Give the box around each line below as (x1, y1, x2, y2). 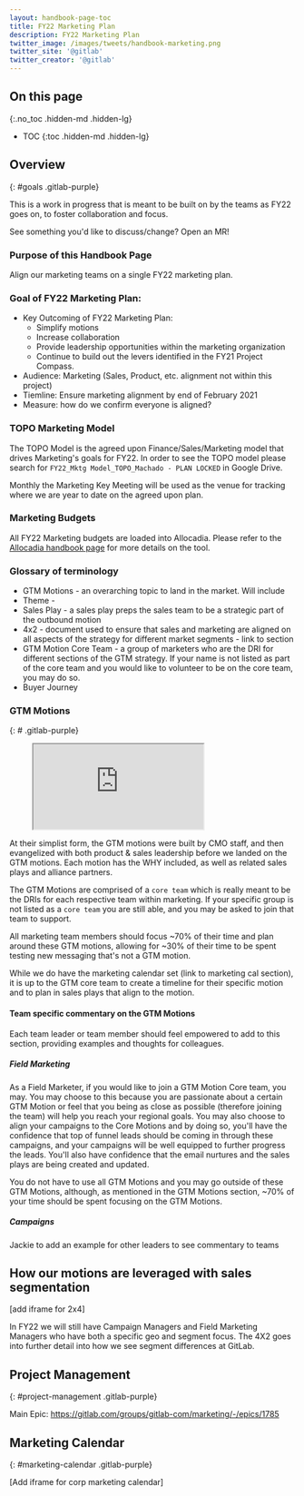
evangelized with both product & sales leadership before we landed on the (9, 848, 288, 859)
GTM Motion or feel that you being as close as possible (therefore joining (9, 1100, 282, 1112)
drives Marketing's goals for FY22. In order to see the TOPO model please (9, 452, 287, 463)
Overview (9, 157, 66, 172)
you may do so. (22, 673, 81, 684)
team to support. (9, 913, 72, 924)
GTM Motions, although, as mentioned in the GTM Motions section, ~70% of (9, 1186, 295, 1196)
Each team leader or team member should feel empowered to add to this (9, 1028, 280, 1039)
